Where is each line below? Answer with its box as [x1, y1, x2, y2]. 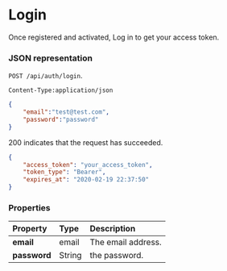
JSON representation [8, 52, 93, 64]
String [59, 250, 82, 261]
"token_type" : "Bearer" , [23, 168, 106, 177]
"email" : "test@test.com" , [23, 108, 110, 116]
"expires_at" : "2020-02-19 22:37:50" [23, 176, 150, 184]
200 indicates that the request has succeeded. [8, 137, 163, 147]
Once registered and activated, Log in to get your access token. [8, 32, 220, 42]
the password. [89, 250, 144, 261]
